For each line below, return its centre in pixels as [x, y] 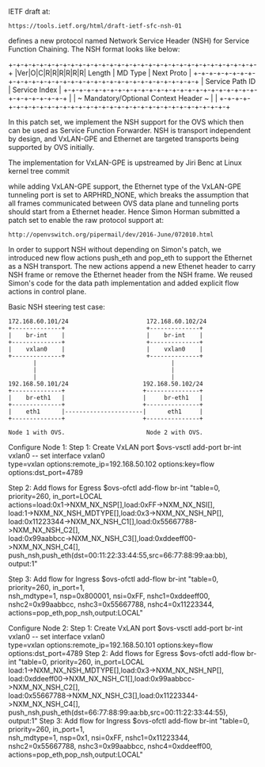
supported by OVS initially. [51, 147]
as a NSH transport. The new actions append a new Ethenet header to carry [132, 266]
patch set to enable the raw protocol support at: [86, 220]
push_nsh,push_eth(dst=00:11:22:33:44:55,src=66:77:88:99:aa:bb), [118, 555]
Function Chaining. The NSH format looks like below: [94, 49]
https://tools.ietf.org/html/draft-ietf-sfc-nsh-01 [95, 26]
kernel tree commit [39, 171]
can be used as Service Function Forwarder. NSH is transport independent [130, 130]
